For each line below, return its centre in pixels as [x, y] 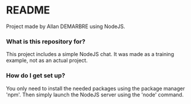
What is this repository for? [46, 41]
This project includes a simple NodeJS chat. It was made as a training [90, 54]
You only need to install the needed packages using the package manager [96, 88]
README [28, 10]
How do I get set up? [36, 75]
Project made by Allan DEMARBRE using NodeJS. [66, 26]
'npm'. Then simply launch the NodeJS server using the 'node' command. [95, 95]
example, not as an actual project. [47, 60]
